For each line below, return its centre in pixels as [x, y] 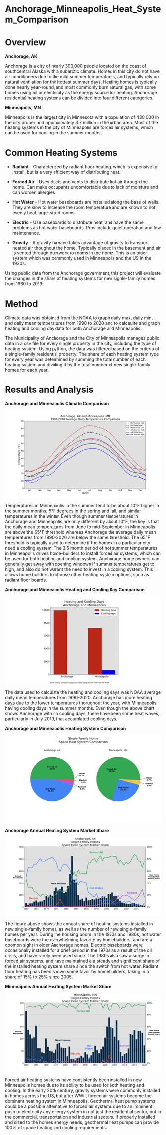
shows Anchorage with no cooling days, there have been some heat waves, [82, 714]
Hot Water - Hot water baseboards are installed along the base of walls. [86, 202]
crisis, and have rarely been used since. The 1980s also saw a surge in [77, 955]
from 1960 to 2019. [24, 284]
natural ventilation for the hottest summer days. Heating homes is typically [81, 82]
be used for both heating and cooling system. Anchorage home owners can [82, 558]
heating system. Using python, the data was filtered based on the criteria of [82, 349]
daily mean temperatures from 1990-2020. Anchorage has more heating [79, 698]
